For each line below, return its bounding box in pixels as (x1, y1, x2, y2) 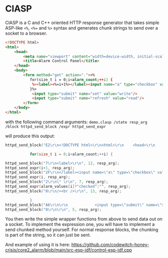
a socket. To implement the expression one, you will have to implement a (5, 221, 155, 227)
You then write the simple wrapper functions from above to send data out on (5, 216, 162, 222)
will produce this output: (5, 133, 55, 139)
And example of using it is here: (5, 241, 70, 248)
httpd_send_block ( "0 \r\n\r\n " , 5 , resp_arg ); (5, 207, 101, 212)
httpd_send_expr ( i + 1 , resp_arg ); (5, 165, 75, 170)
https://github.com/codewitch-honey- (71, 241, 149, 248)
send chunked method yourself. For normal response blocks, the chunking (5, 226, 158, 233)
